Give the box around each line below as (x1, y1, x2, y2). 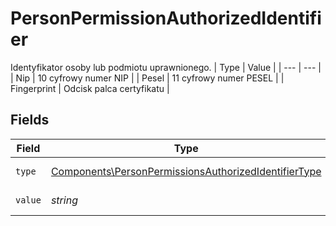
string (50, 193, 78, 207)
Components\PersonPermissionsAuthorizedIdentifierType (50, 164, 322, 178)
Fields (10, 112, 50, 129)
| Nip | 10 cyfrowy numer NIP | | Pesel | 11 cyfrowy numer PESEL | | (10, 72, 285, 84)
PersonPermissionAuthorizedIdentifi (10, 7, 322, 30)
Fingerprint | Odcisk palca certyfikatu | (10, 82, 170, 94)
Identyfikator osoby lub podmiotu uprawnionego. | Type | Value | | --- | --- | (10, 61, 322, 73)
